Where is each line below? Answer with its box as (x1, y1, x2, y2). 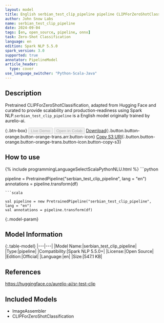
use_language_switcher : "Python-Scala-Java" (5, 71, 97, 76)
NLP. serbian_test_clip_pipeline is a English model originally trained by (5, 112, 150, 118)
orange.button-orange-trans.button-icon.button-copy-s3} (5, 139, 122, 145)
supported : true (5, 52, 38, 58)
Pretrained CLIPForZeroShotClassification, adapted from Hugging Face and (5, 102, 156, 108)
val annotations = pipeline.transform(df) (5, 207, 93, 212)
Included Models (5, 295, 57, 303)
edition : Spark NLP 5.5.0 (5, 44, 58, 49)
